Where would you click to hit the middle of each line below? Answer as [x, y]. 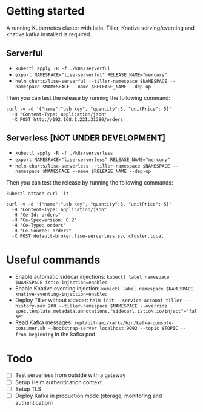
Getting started [45, 11]
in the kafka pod [75, 334]
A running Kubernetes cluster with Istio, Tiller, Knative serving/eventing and [101, 28]
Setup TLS [28, 389]
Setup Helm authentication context [58, 382]
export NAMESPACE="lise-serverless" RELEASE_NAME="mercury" [92, 159]
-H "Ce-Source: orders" [42, 231]
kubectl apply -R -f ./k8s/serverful [63, 68]
